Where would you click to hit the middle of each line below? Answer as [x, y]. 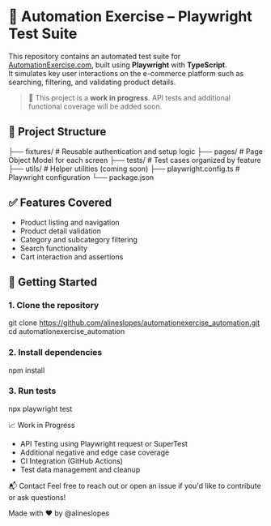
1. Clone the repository [54, 305]
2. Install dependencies [55, 353]
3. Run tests [32, 391]
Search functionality [53, 248]
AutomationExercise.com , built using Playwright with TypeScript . [118, 65]
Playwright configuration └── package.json [81, 177]
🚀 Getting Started [53, 282]
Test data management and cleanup [80, 469]
